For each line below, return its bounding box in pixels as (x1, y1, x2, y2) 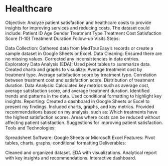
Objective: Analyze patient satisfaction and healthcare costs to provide (5, 19, 151, 25)
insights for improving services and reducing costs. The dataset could (5, 24, 150, 30)
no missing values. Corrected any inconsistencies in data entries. (5, 55, 140, 61)
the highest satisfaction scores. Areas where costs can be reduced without (5, 114, 160, 120)
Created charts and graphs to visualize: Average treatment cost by (5, 66, 142, 72)
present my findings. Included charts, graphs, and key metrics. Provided (5, 103, 154, 109)
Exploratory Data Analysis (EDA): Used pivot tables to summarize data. (5, 61, 151, 67)
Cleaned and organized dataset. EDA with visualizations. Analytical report (5, 149, 157, 155)
